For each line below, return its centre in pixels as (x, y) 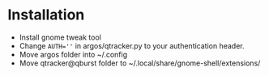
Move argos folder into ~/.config (73, 54)
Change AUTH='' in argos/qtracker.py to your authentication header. (132, 45)
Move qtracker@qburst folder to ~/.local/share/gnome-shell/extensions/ (140, 63)
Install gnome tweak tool (60, 37)
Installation (46, 15)
